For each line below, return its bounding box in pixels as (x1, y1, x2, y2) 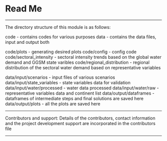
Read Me (5, 3, 42, 14)
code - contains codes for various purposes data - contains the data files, (5, 33, 157, 40)
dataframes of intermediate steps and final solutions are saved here (5, 95, 144, 101)
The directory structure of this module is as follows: (5, 24, 111, 30)
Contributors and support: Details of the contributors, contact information (5, 115, 156, 121)
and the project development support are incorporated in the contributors (5, 120, 156, 126)
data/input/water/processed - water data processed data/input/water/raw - (5, 85, 159, 91)
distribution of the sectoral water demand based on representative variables (5, 64, 161, 70)
